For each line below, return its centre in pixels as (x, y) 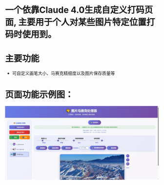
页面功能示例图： (40, 95)
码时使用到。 (31, 35)
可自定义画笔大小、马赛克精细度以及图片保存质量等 (63, 73)
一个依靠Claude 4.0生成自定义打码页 (79, 10)
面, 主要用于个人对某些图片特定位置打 (80, 22)
